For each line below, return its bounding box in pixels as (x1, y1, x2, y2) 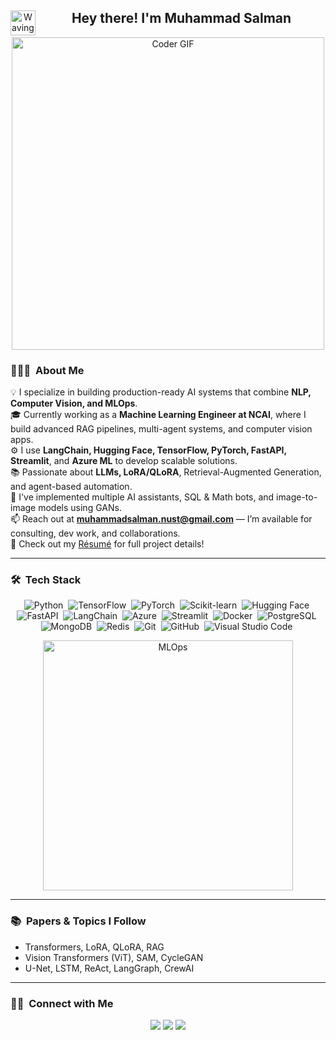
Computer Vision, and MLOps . (10, 397, 138, 410)
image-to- (276, 491, 318, 503)
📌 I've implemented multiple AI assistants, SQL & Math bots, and (10, 491, 275, 503)
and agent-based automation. (10, 481, 133, 493)
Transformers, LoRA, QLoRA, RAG (24, 941, 165, 953)
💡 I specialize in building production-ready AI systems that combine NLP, (10, 386, 312, 398)
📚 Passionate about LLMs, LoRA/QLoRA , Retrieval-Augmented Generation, (10, 466, 322, 478)
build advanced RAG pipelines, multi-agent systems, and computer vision (10, 423, 313, 435)
